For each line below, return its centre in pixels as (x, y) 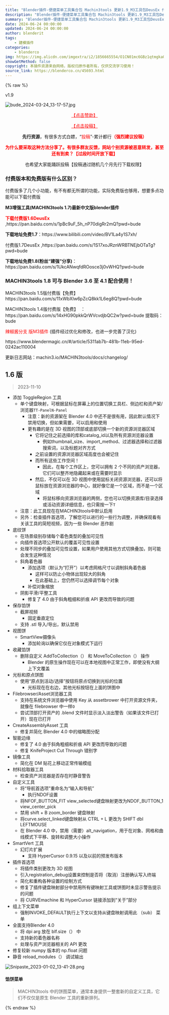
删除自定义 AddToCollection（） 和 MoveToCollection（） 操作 (85, 656)
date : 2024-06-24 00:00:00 (33, 24)
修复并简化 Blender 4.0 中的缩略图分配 (60, 731)
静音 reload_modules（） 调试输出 (48, 957)
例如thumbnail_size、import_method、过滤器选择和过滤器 (102, 441)
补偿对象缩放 (41, 587)
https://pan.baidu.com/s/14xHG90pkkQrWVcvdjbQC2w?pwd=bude (75, 315)
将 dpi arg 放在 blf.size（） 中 (51, 932)
